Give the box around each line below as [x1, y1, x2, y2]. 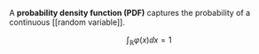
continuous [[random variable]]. [9, 17, 126, 27]
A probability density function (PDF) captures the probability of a [9, 8, 251, 18]
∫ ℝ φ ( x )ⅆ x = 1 [126, 35, 172, 47]
